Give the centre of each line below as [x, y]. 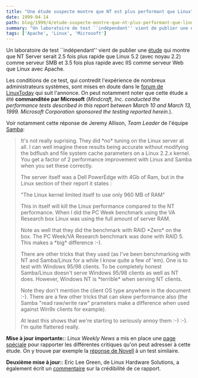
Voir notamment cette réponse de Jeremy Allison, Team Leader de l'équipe [97, 123]
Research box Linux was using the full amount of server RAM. [95, 219]
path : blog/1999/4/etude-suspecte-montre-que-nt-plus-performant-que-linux [101, 22]
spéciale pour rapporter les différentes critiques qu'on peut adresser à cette [98, 344]
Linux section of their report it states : [66, 184]
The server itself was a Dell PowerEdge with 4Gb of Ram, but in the [102, 177]
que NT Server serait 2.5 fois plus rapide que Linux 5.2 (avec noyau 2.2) [94, 57]
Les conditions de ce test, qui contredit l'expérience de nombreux [86, 81]
